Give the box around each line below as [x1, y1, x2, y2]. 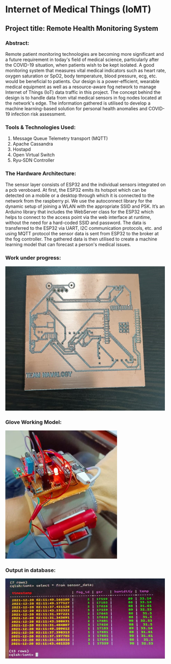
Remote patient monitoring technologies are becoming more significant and [5, 51, 164, 57]
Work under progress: [5, 254, 61, 261]
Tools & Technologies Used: [5, 124, 76, 131]
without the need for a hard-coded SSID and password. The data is [5, 219, 146, 226]
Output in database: [5, 567, 56, 574]
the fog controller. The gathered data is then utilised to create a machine [5, 236, 157, 242]
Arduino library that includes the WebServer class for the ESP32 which [5, 209, 154, 215]
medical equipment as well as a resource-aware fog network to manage [5, 84, 157, 90]
